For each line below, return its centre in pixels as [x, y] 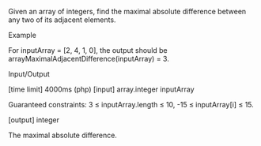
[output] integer [34, 120]
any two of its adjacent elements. [62, 20]
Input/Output [29, 74]
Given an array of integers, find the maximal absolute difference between [127, 11]
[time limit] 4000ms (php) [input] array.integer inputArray [102, 89]
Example [23, 35]
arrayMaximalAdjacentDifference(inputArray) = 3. [89, 59]
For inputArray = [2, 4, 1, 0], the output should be [88, 50]
